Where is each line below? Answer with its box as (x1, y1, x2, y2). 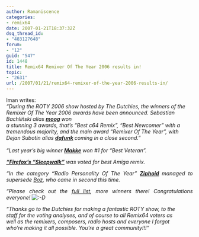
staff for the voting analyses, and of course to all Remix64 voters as (6, 212, 173, 219)
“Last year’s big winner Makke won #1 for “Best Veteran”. (6, 147, 147, 154)
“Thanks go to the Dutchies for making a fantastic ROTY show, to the (6, 206, 176, 212)
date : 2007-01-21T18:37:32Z (6, 25, 76, 31)
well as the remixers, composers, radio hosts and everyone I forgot (6, 218, 170, 225)
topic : (6, 69, 23, 75)
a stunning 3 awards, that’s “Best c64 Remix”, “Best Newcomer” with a (6, 122, 181, 129)
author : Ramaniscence (6, 8, 60, 15)
